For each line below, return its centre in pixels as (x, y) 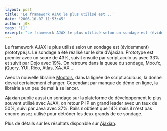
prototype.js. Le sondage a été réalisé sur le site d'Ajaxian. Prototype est (79, 52)
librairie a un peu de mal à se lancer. (42, 88)
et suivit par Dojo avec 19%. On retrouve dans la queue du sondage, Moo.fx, (83, 63)
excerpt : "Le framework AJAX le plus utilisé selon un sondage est (77, 33)
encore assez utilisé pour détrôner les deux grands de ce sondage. (74, 114)
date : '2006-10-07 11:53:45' (35, 19)
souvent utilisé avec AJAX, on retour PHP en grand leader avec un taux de (81, 103)
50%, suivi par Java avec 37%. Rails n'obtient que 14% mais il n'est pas (79, 108)
